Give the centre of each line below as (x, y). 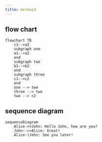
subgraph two (27, 62)
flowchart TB (18, 41)
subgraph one (27, 49)
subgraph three (29, 75)
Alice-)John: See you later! (44, 135)
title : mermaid (21, 10)
